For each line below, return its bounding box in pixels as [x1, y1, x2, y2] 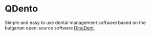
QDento [5, 3, 38, 14]
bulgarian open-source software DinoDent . [5, 24, 95, 30]
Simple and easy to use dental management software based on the [5, 19, 146, 25]
